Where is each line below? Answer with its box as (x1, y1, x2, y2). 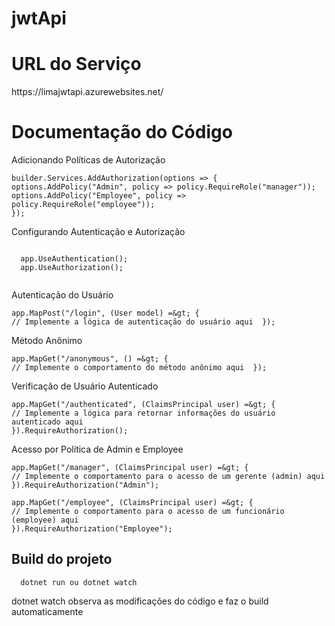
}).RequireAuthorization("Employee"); (11, 524, 173, 534)
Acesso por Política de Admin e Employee (11, 443, 184, 456)
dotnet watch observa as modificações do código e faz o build (11, 595, 269, 607)
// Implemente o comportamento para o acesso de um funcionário (11, 507, 285, 517)
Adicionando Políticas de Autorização (11, 154, 166, 166)
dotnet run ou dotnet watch (20, 577, 138, 587)
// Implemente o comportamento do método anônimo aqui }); (11, 363, 268, 373)
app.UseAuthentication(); (20, 254, 129, 264)
